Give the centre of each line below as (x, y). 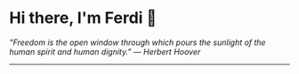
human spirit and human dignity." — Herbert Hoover (105, 51)
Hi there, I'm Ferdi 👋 (83, 18)
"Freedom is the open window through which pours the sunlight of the (137, 42)
